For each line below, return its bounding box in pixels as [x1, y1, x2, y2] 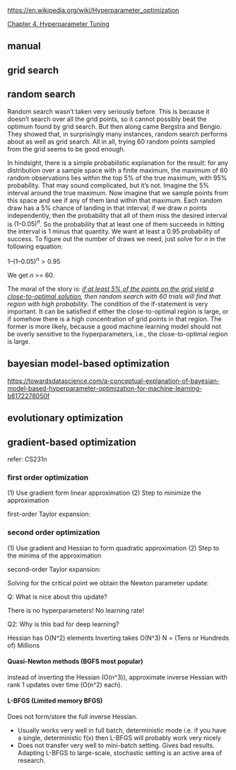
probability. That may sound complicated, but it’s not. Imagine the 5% [7, 180, 210, 190]
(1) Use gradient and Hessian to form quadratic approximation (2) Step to [7, 544, 220, 552]
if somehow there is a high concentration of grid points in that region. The [7, 314, 222, 323]
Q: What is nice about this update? [7, 592, 107, 601]
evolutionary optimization [7, 412, 124, 424]
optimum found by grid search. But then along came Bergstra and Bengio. [7, 122, 223, 130]
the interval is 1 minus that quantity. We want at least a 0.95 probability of [7, 227, 220, 236]
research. [17, 756, 46, 764]
